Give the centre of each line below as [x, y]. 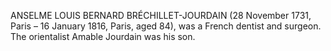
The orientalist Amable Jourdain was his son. [103, 36]
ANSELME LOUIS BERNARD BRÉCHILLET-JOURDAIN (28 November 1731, [161, 15]
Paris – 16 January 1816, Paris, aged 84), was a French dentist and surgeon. [166, 26]
